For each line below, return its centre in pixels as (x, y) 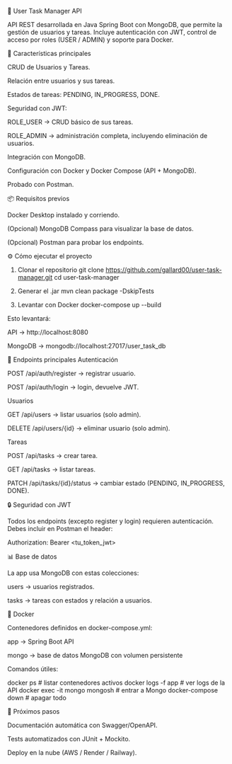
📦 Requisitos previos (39, 199)
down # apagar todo (37, 698)
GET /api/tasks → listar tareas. (51, 469)
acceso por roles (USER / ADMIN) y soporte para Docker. (91, 40)
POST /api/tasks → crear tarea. (52, 456)
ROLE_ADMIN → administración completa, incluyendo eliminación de (108, 136)
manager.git (35, 277)
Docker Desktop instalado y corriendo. (64, 215)
